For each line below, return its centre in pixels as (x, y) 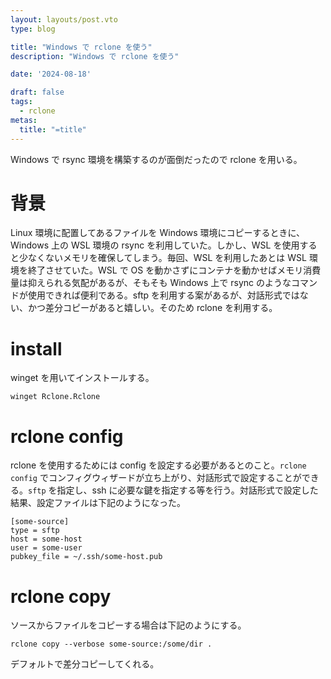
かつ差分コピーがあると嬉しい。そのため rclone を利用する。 (152, 308)
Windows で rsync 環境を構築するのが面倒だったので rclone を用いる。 (156, 159)
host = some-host (46, 539)
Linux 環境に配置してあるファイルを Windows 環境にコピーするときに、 (158, 233)
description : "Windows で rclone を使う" (95, 56)
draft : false (37, 92)
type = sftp (35, 531)
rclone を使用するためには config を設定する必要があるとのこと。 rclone (158, 465)
